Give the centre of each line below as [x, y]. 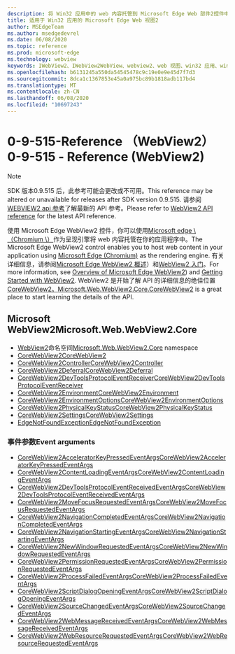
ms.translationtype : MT [42, 85]
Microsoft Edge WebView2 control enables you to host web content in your [115, 247]
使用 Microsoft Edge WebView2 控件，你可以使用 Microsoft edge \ [102, 230]
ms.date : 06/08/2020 [37, 40]
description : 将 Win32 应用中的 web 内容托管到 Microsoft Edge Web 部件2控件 [116, 14]
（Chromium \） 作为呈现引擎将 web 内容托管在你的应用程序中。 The [105, 239]
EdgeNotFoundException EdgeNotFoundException [89, 422]
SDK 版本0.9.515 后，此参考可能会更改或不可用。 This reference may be [110, 190]
